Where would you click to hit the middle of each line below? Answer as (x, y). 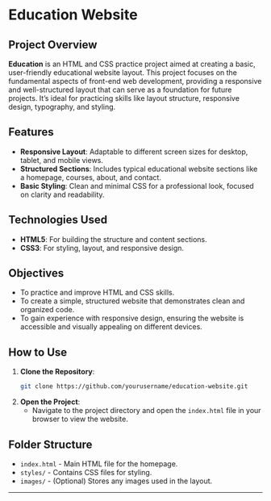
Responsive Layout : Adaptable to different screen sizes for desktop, (134, 152)
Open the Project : (50, 402)
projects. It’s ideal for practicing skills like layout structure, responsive (124, 98)
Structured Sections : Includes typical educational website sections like (139, 169)
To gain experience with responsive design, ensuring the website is (132, 318)
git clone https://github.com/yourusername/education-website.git (134, 386)
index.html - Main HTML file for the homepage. (99, 463)
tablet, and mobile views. (61, 160)
